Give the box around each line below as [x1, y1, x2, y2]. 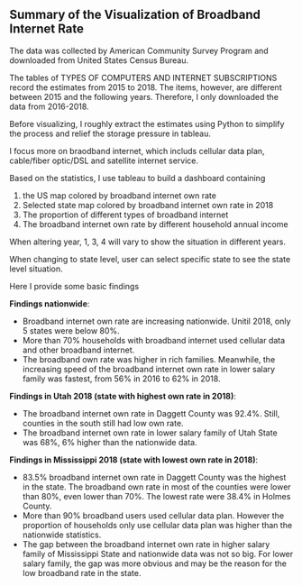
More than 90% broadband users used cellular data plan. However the [22, 509, 285, 521]
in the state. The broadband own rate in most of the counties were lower [22, 481, 291, 492]
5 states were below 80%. [22, 325, 120, 336]
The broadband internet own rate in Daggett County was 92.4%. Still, [22, 407, 280, 418]
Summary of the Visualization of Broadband [9, 7, 261, 23]
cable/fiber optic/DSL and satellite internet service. [9, 155, 199, 166]
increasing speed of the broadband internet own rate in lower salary [22, 363, 276, 374]
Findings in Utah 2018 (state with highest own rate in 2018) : [9, 390, 237, 401]
